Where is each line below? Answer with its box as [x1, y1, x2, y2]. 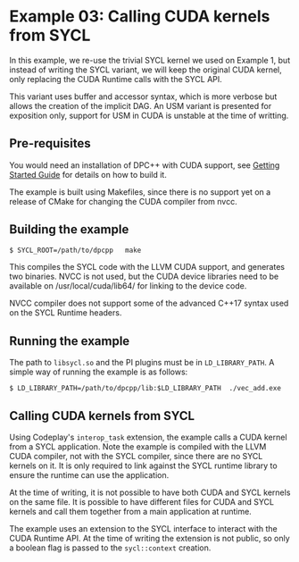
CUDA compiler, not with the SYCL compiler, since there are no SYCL [9, 451, 263, 462]
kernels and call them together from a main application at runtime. [9, 507, 252, 517]
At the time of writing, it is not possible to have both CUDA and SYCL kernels [9, 487, 291, 498]
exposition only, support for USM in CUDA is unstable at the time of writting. [9, 110, 289, 121]
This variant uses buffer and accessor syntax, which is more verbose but [9, 91, 278, 102]
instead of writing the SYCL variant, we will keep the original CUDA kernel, [9, 64, 283, 75]
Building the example [9, 222, 129, 238]
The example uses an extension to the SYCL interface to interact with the [9, 524, 278, 534]
